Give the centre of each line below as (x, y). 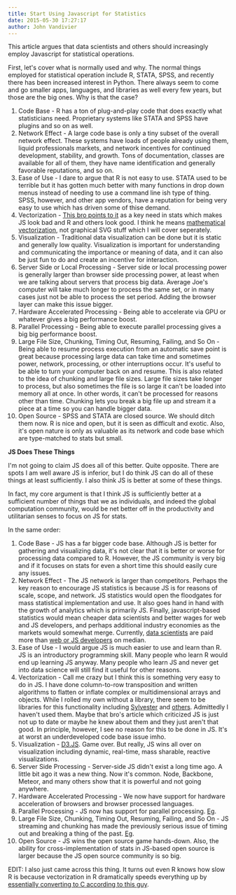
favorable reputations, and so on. (66, 171)
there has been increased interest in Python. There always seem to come (113, 83)
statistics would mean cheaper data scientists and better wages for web (122, 618)
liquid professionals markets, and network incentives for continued (114, 148)
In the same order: (35, 530)
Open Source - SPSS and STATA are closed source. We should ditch (116, 416)
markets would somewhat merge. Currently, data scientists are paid (116, 633)
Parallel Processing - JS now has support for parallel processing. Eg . (117, 811)
